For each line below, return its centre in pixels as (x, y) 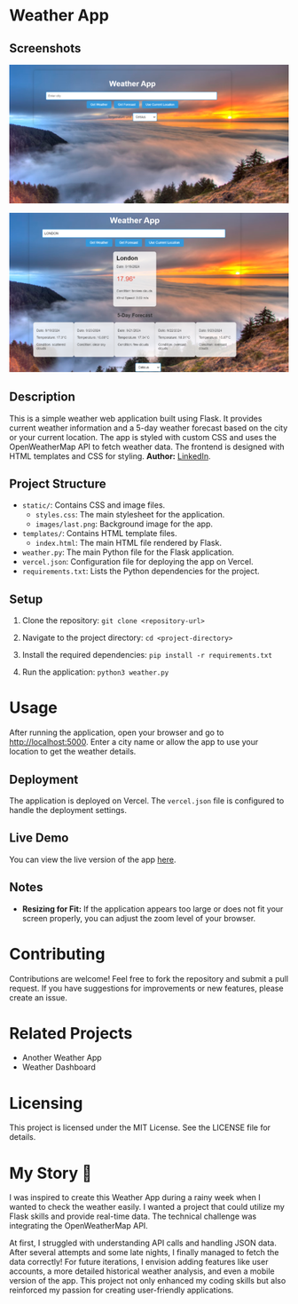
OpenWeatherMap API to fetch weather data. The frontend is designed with (147, 447)
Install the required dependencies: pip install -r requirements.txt (147, 655)
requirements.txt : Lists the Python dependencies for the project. (141, 571)
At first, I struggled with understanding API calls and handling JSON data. (143, 1243)
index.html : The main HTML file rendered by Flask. (128, 543)
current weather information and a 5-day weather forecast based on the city (149, 428)
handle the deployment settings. (68, 810)
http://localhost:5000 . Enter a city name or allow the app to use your (134, 742)
